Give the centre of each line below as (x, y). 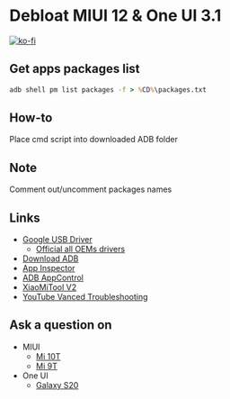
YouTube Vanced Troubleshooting (85, 297)
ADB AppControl (53, 278)
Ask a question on (61, 325)
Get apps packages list (75, 69)
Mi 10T (48, 356)
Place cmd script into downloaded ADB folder (93, 140)
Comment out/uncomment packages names (91, 189)
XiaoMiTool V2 (49, 287)
